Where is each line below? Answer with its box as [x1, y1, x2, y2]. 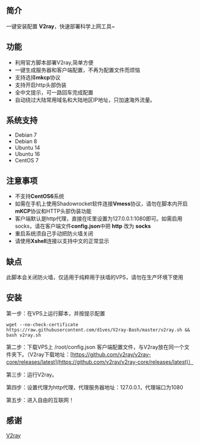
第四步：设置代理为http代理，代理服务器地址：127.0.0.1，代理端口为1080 [6, 383, 183, 391]
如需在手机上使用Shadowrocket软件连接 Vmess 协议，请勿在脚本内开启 [14, 200, 188, 207]
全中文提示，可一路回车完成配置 [14, 88, 93, 96]
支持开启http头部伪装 [14, 81, 67, 88]
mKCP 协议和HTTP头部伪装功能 [14, 208, 92, 215]
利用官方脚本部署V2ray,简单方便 [14, 59, 94, 66]
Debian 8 [14, 138, 37, 145]
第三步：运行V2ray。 [6, 371, 58, 378]
